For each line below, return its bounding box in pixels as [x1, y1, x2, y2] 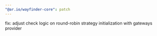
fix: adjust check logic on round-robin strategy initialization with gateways [5, 20, 153, 26]
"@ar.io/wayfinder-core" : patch [5, 7, 70, 12]
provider [5, 25, 22, 31]
